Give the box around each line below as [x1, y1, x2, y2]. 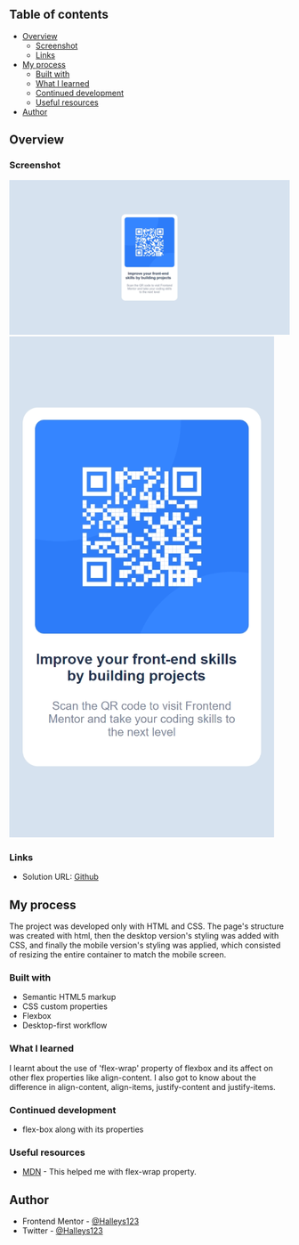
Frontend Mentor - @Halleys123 [21, 1216, 140, 1227]
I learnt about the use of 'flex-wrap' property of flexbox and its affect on [9, 1062, 273, 1073]
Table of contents [9, 7, 109, 22]
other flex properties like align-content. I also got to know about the [9, 1072, 256, 1083]
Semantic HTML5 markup [21, 992, 117, 1003]
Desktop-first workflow [21, 1020, 108, 1031]
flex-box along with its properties [21, 1124, 144, 1135]
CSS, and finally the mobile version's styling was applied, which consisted [9, 940, 281, 951]
